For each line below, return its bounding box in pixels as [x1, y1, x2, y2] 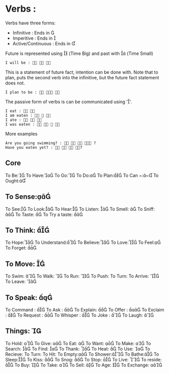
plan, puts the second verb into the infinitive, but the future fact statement [5, 74, 159, 80]
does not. [5, 80, 25, 86]
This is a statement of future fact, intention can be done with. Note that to [5, 69, 158, 75]
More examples [5, 131, 38, 137]
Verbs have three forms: [5, 20, 56, 26]
